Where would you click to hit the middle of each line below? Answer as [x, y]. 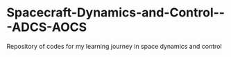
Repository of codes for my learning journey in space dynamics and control [114, 46]
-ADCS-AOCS [47, 27]
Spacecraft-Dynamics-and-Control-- [116, 13]
